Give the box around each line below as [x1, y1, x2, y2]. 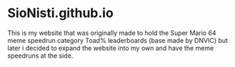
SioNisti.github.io [7, 5, 114, 21]
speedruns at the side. [7, 51, 74, 60]
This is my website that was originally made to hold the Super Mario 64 [7, 29, 216, 37]
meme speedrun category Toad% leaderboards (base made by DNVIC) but [7, 36, 229, 44]
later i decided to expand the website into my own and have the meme [7, 43, 214, 52]
